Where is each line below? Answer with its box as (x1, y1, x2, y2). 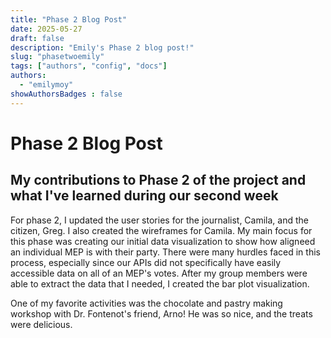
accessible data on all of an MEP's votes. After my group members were (10, 267, 308, 279)
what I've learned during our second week (10, 187, 279, 205)
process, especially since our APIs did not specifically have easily (10, 256, 282, 268)
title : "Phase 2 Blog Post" (10, 14, 128, 25)
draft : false (10, 33, 65, 43)
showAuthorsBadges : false (10, 89, 123, 99)
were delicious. (10, 318, 73, 330)
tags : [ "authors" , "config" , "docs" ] (10, 61, 168, 71)
